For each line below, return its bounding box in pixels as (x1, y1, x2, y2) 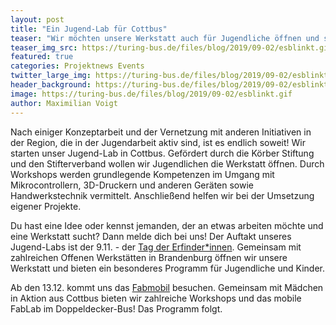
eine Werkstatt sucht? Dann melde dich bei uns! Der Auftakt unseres (10, 230, 292, 242)
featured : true (10, 52, 74, 62)
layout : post (10, 14, 65, 25)
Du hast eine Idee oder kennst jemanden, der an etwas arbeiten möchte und (10, 219, 324, 231)
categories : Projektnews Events (10, 61, 145, 71)
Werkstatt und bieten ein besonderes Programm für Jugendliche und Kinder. (10, 262, 325, 274)
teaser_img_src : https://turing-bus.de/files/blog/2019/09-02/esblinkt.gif (10, 42, 333, 53)
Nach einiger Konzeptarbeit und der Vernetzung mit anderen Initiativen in (10, 126, 312, 138)
